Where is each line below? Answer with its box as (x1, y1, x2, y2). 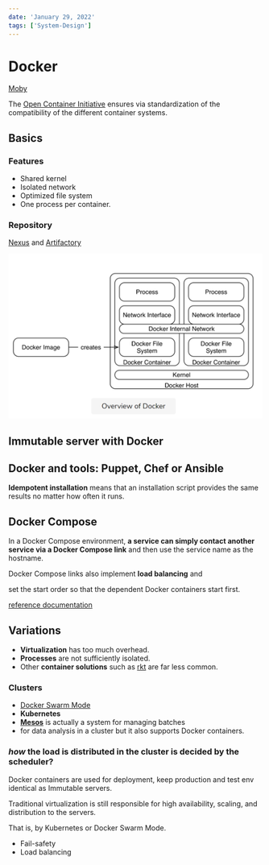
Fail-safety (19, 838, 56, 848)
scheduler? (8, 756, 54, 768)
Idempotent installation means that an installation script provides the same (8, 483, 259, 493)
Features (8, 155, 44, 167)
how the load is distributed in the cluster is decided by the (8, 746, 240, 757)
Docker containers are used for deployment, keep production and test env (8, 774, 255, 784)
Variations (8, 623, 62, 637)
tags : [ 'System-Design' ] (8, 21, 92, 30)
